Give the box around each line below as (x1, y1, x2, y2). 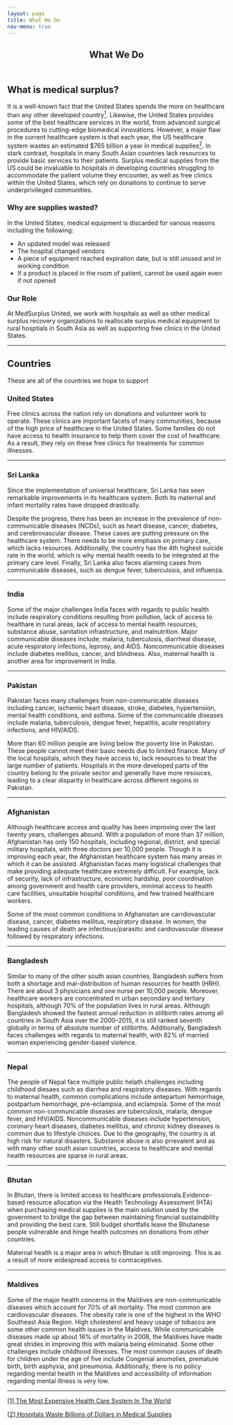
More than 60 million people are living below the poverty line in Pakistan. (7, 739, 215, 748)
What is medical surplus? (7, 84, 119, 96)
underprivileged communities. (7, 185, 93, 194)
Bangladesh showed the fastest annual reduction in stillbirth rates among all (7, 1008, 224, 1017)
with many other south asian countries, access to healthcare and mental (7, 1143, 214, 1152)
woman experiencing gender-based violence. (7, 1038, 137, 1046)
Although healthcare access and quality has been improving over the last (7, 823, 216, 831)
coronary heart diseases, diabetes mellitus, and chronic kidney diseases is (7, 1121, 221, 1130)
